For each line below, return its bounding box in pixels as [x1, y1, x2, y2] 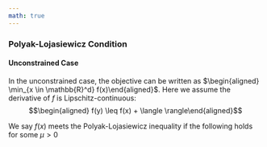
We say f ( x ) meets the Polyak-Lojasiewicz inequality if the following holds [8, 121, 253, 131]
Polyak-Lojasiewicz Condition [8, 38, 127, 49]
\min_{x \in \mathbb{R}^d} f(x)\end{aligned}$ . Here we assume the [8, 84, 232, 94]
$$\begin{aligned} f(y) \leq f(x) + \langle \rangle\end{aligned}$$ [28, 105, 243, 115]
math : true [8, 11, 45, 20]
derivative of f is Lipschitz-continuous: [8, 93, 137, 103]
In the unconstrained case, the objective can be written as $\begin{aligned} [8, 76, 260, 85]
